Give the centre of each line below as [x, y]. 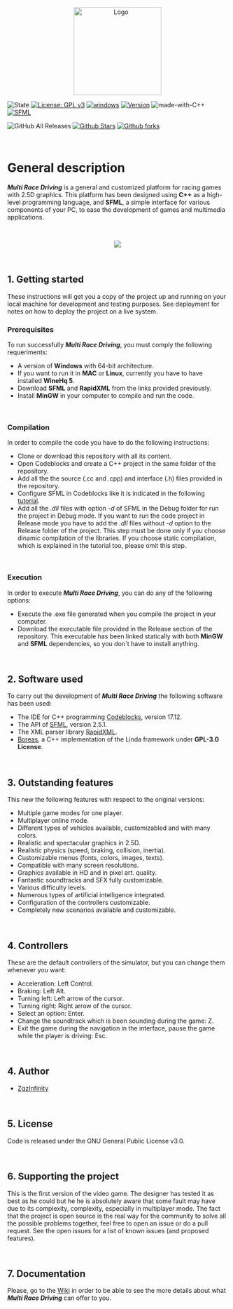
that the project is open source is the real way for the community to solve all [116, 1216]
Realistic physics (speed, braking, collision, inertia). [91, 850]
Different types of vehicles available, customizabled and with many [114, 828]
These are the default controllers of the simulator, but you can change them [116, 962]
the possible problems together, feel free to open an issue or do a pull [108, 1223]
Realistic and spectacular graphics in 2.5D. [79, 843]
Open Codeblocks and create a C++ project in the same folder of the [116, 464]
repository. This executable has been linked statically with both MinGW [120, 636]
